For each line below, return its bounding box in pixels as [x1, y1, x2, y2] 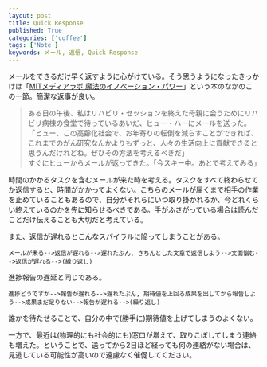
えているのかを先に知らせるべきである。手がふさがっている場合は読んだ [22, 205, 259, 214]
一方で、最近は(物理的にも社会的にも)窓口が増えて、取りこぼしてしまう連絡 [8, 330, 257, 339]
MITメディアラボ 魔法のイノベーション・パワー [29, 81, 183, 91]
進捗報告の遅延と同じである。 [8, 272, 106, 282]
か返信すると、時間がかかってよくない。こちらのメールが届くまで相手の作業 [8, 185, 259, 194]
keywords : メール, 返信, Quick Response [8, 49, 138, 57]
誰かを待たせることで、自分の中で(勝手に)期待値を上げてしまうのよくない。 [8, 314, 257, 322]
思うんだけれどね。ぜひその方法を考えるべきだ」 [27, 148, 189, 158]
